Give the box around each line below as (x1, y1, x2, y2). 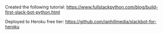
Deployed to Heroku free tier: (5, 19, 65, 24)
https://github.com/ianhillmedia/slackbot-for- (65, 19, 157, 24)
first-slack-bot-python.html (5, 9, 61, 15)
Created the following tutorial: (5, 4, 65, 10)
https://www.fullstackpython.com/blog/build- (66, 4, 158, 10)
